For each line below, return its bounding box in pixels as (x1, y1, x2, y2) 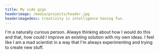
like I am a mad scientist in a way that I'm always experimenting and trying (5, 40, 153, 45)
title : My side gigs (5, 7, 47, 12)
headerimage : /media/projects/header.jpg (5, 12, 90, 16)
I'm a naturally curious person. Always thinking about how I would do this (5, 29, 151, 35)
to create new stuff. (5, 44, 44, 51)
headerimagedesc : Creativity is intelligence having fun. (5, 16, 124, 21)
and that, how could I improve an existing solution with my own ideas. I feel (5, 34, 155, 40)
